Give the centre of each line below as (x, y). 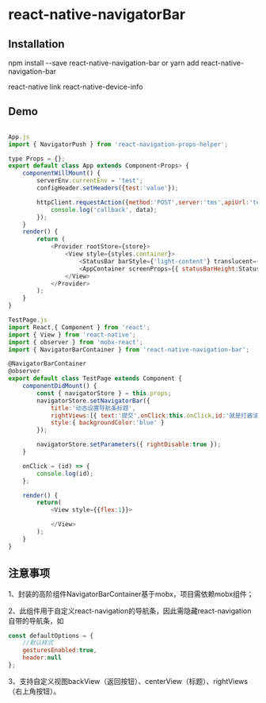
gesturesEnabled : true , (60, 651)
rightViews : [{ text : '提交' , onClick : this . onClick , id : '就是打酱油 (154, 415)
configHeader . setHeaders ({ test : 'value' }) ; (108, 188)
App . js (19, 136)
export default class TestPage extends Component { (95, 378)
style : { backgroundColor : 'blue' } (107, 423)
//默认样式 (38, 643)
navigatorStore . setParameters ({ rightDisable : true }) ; (129, 445)
